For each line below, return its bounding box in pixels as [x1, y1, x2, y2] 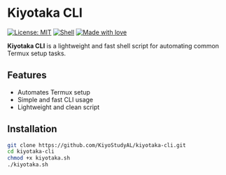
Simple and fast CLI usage [17, 95, 93, 104]
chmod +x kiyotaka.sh [7, 155, 71, 162]
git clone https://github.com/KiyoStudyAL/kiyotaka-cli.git [7, 141, 187, 148]
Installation [7, 123, 57, 135]
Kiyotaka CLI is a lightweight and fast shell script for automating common [7, 41, 219, 50]
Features [7, 69, 47, 81]
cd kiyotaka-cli [7, 148, 55, 155]
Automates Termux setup [17, 87, 91, 96]
